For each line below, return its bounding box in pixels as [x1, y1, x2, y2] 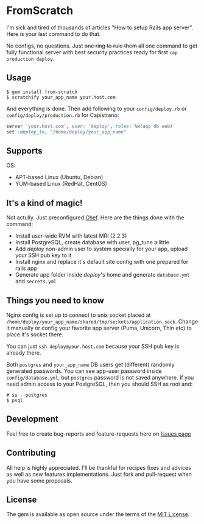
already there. [6, 349, 41, 356]
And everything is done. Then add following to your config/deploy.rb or [6, 105, 187, 112]
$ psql [6, 397, 23, 403]
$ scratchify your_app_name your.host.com [6, 94, 116, 101]
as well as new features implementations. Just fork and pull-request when [6, 470, 192, 478]
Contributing [6, 448, 56, 458]
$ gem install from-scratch [6, 89, 78, 95]
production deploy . [6, 55, 55, 62]
